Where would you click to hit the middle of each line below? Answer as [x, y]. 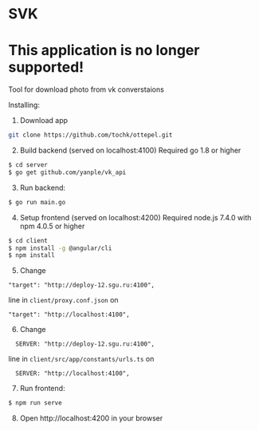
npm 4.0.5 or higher [52, 226]
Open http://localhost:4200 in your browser [91, 418]
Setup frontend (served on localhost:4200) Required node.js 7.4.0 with [135, 217]
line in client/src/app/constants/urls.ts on [81, 359]
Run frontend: [42, 389]
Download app [44, 121]
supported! [46, 67]
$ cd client [28, 240]
